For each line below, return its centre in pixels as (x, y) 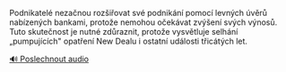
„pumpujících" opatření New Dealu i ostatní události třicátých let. (129, 41)
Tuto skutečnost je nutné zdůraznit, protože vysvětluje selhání (124, 32)
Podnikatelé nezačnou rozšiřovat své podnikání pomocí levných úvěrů (138, 13)
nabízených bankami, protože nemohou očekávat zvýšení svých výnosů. (143, 22)
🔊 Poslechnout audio (49, 59)
